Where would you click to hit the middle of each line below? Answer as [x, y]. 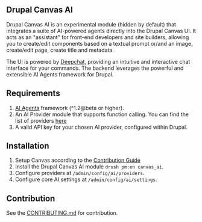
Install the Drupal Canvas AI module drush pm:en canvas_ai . [89, 167]
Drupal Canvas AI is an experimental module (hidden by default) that [91, 24]
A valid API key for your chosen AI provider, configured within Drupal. [101, 127]
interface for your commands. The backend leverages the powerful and [95, 68]
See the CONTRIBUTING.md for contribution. [62, 213]
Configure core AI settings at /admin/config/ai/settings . [86, 179]
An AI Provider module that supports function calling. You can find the [102, 114]
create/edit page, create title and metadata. [60, 50]
